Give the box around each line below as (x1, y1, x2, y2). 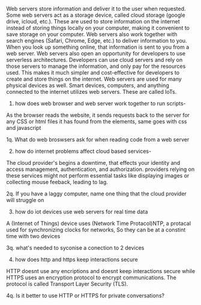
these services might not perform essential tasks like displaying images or (6, 172, 190, 179)
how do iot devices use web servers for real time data (14, 208, 148, 215)
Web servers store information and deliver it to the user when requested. (6, 5, 186, 12)
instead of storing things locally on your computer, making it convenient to (6, 24, 190, 31)
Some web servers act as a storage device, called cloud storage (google (6, 11, 185, 19)
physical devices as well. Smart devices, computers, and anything (6, 82, 169, 89)
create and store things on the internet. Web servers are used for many (6, 75, 182, 82)
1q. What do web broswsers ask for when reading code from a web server (6, 136, 190, 143)
